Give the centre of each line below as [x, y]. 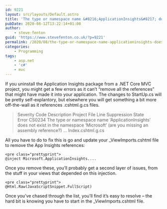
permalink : [16, 42]
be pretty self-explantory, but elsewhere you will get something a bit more [81, 100]
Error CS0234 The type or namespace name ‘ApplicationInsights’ [84, 120]
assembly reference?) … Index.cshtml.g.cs [61, 130]
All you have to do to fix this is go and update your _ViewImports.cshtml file [82, 140]
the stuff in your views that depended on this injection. [61, 173]
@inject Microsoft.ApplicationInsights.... [51, 159]
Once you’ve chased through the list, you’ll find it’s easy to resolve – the [79, 196]
